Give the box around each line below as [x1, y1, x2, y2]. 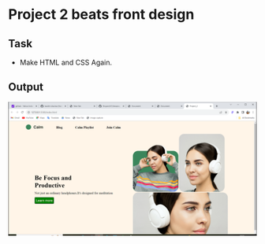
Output [8, 80, 43, 94]
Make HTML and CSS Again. [19, 57, 113, 67]
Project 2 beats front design [8, 6, 195, 24]
